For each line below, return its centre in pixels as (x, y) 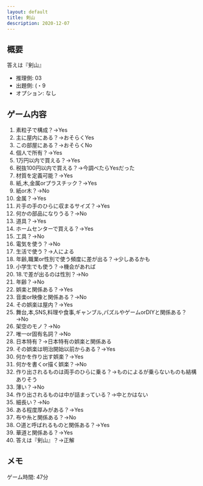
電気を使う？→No (38, 244)
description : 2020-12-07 (38, 23)
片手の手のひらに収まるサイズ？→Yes (63, 206)
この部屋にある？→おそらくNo (54, 145)
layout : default (27, 12)
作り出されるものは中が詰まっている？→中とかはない (82, 395)
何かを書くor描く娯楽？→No (51, 364)
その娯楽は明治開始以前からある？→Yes (66, 349)
